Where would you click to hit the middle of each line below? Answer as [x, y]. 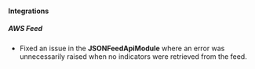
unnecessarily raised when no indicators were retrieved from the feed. [133, 56]
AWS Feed [25, 29]
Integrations [29, 11]
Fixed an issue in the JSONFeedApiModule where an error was [122, 48]
